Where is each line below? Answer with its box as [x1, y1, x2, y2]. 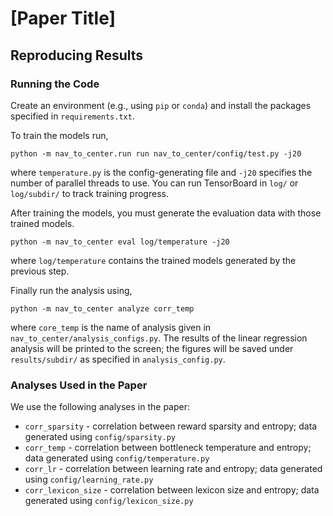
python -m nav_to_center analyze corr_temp [10, 303, 195, 314]
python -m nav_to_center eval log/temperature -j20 [10, 237, 230, 247]
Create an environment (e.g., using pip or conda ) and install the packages [10, 99, 312, 111]
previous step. [10, 265, 70, 277]
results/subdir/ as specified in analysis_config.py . [10, 353, 226, 365]
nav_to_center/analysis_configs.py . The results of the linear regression [10, 332, 308, 344]
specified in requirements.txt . [10, 110, 135, 122]
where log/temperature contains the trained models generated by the [10, 254, 297, 266]
